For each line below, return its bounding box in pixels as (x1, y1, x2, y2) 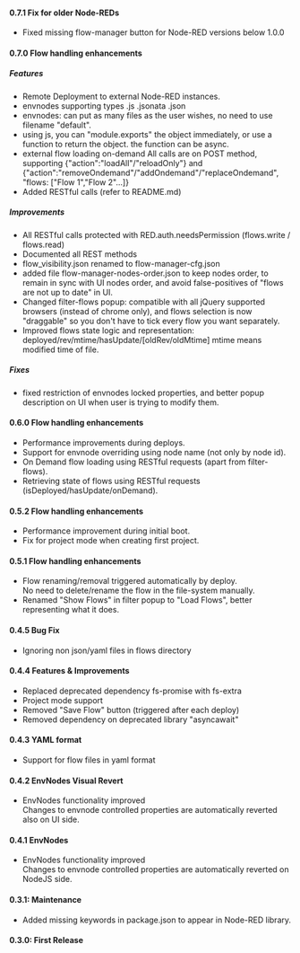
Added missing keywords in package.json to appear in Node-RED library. (21, 914, 292, 925)
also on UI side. (21, 814, 81, 825)
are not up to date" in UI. (21, 287, 114, 297)
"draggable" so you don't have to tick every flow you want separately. (21, 315, 280, 326)
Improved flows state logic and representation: (21, 324, 195, 336)
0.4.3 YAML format (9, 735, 82, 746)
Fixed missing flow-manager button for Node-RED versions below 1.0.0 (21, 27, 285, 38)
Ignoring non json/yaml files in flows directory (21, 645, 192, 656)
